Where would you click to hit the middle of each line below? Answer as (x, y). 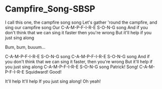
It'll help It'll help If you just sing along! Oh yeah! (53, 81)
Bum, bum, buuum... (25, 47)
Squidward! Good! (43, 72)
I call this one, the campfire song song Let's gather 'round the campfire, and (81, 22)
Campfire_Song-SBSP (50, 9)
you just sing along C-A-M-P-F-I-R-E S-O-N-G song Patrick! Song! (72, 67)
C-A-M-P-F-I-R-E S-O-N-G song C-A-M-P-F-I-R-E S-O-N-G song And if (77, 56)
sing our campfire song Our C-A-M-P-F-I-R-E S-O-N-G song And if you (76, 27)
